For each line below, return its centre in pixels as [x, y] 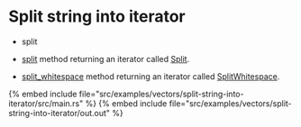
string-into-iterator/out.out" [59, 113]
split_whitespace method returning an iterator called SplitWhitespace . [150, 76]
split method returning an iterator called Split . [105, 59]
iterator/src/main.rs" [46, 103]
